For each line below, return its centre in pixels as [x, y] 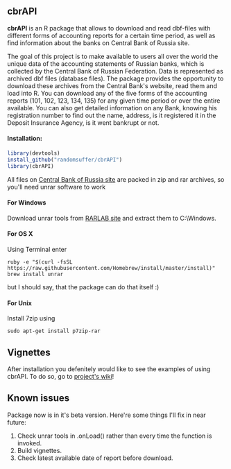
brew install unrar [35, 274]
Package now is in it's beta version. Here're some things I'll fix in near [106, 415]
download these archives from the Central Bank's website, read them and [112, 85]
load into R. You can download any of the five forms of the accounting [107, 93]
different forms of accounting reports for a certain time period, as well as [111, 35]
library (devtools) [34, 153]
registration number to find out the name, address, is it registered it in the [112, 115]
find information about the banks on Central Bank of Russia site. [99, 43]
